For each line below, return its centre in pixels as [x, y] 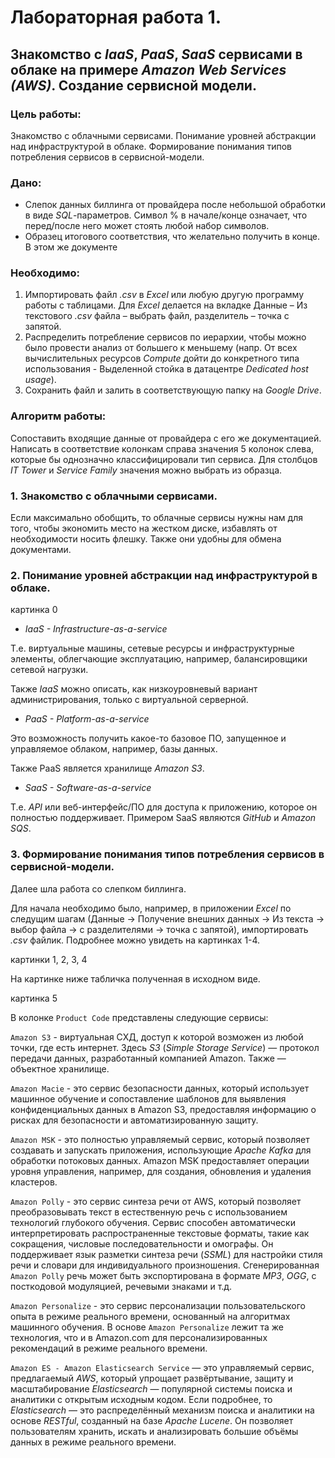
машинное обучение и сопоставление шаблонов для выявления [148, 1098]
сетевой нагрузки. [49, 670]
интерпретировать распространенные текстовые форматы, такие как [160, 1233]
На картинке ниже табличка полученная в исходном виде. [135, 978]
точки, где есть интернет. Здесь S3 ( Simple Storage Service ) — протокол [165, 1047]
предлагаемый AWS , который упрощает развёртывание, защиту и [152, 1378]
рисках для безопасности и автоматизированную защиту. [134, 1120]
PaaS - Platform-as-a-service [87, 719]
